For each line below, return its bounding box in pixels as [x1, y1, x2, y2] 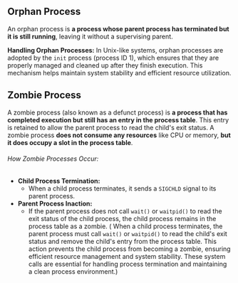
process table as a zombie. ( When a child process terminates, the [28, 222, 223, 230]
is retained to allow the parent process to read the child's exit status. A [7, 123, 214, 132]
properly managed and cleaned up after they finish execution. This [7, 60, 203, 70]
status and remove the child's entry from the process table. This [28, 237, 217, 245]
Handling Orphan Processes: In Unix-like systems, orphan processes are [7, 46, 224, 54]
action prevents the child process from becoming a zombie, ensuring [28, 245, 231, 253]
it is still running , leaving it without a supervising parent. [7, 32, 173, 41]
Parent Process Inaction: [17, 199, 93, 208]
